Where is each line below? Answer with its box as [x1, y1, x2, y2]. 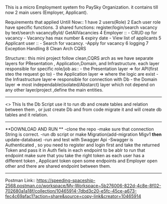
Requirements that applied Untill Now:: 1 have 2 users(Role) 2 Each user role [5, 19, 161, 25]
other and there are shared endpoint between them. [5, 163, 111, 169]
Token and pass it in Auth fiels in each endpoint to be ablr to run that [5, 147, 146, 153]
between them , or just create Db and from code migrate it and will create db [5, 106, 162, 112]
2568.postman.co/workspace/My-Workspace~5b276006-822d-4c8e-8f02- [5, 183, 162, 189]
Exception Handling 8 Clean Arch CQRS [5, 46, 86, 51]
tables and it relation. [5, 112, 48, 117]
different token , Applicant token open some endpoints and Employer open [5, 158, 158, 164]
